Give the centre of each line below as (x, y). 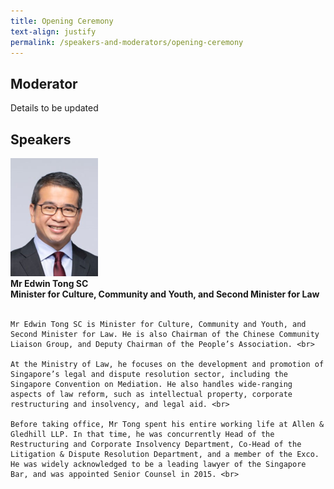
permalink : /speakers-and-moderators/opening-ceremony (127, 42)
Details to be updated (54, 108)
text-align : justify (53, 31)
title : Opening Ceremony (62, 21)
